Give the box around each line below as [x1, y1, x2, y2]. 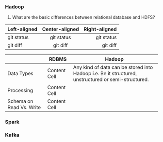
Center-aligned [42, 26, 79, 32]
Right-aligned [83, 26, 117, 32]
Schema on [7, 98, 33, 105]
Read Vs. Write [7, 104, 41, 111]
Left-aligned [7, 26, 38, 32]
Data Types [7, 70, 34, 77]
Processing [7, 87, 33, 94]
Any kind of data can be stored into [73, 64, 153, 71]
